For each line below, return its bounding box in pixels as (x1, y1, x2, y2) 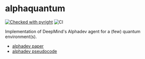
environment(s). (5, 34, 37, 39)
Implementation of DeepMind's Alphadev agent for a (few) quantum (5, 28, 141, 34)
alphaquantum (5, 3, 66, 14)
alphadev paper (12, 43, 44, 49)
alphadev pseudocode (12, 48, 57, 54)
